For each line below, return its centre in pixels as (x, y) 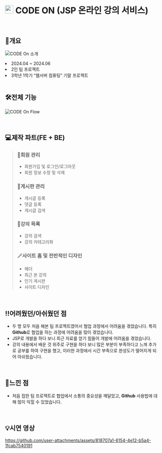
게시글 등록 (35, 198)
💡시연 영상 (20, 428)
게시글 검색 (35, 210)
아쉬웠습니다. (30, 356)
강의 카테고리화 (39, 242)
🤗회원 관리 (29, 155)
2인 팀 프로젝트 (26, 69)
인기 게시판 (35, 281)
